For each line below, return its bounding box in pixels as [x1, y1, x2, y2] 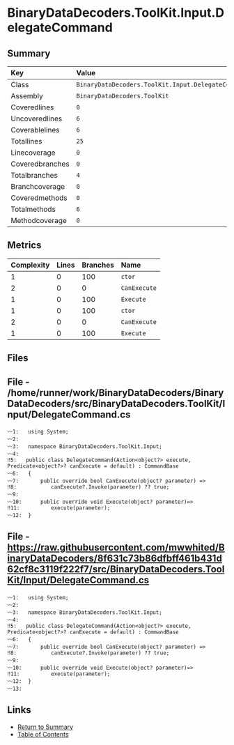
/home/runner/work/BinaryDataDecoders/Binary [7, 387, 224, 399]
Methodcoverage [10, 216, 68, 225]
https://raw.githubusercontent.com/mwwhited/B [7, 542, 225, 553]
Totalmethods [10, 204, 56, 214]
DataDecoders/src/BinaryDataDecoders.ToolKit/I [7, 397, 226, 409]
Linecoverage [10, 148, 56, 158]
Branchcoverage [10, 182, 65, 191]
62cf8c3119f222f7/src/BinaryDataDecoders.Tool [7, 563, 225, 576]
